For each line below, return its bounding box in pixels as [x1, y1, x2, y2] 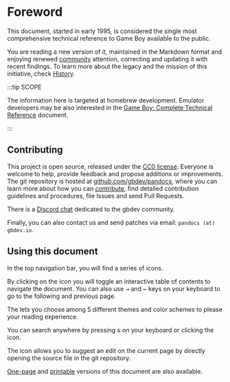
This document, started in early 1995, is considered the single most [7, 27, 197, 35]
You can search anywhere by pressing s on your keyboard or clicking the [7, 326, 214, 334]
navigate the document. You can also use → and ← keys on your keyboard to [7, 284, 221, 293]
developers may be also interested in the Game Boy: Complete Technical [7, 103, 213, 112]
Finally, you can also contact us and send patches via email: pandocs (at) [7, 218, 216, 226]
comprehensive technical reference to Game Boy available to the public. [7, 34, 211, 42]
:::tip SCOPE [7, 83, 42, 91]
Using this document [7, 246, 98, 257]
